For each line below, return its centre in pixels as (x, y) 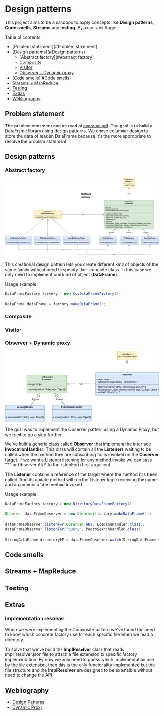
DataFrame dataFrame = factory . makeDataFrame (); (55, 304)
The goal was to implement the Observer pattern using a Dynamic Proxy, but (82, 429)
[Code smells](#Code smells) (41, 78)
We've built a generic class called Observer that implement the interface (78, 444)
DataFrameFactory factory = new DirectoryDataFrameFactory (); (70, 504)
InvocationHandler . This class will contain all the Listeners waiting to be (78, 449)
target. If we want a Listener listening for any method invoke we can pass (79, 460)
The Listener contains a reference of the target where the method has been (81, 474)
